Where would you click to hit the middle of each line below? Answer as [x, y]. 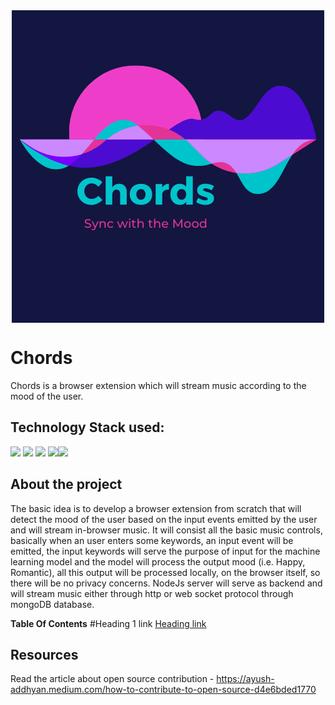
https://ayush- [245, 679]
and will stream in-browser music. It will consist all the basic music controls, [166, 530]
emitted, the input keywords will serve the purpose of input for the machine [165, 551]
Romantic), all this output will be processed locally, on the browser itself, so [165, 572]
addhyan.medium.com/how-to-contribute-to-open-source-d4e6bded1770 [163, 690]
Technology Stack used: [87, 427]
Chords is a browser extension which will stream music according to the [158, 385]
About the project [66, 484]
